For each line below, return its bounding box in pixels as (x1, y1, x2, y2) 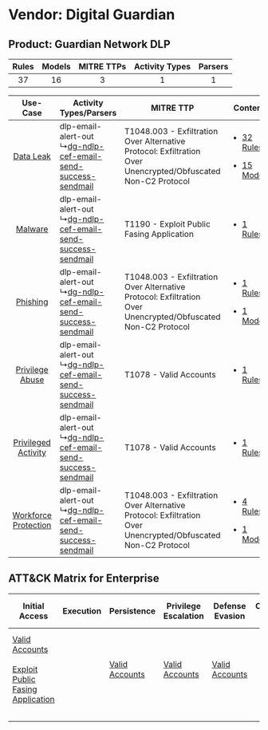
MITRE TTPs (78, 61, 127, 72)
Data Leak (13, 151, 52, 161)
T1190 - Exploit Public (124, 219, 211, 229)
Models (41, 61, 71, 72)
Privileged (13, 437, 52, 448)
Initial (22, 600, 45, 611)
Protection (12, 520, 52, 531)
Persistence (108, 605, 156, 616)
